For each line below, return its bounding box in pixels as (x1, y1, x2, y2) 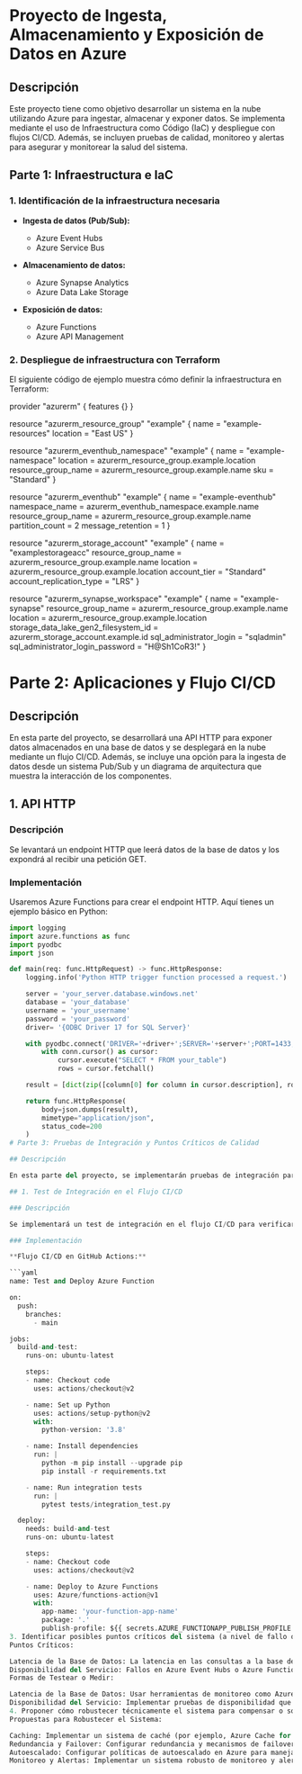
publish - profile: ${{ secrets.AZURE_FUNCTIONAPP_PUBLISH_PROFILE (41, 1624, 292, 1634)
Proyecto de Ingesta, (9, 5, 168, 26)
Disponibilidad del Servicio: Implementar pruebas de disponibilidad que (9, 1698, 292, 1707)
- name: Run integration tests (25, 1482, 143, 1492)
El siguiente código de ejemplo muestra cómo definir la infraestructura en (9, 374, 282, 384)
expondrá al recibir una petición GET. (9, 853, 147, 864)
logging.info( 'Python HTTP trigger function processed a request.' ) (25, 973, 288, 982)
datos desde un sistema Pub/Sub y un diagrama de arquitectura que (9, 761, 262, 771)
